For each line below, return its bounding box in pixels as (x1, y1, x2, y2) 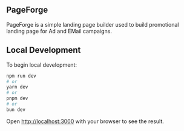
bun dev (6, 106, 26, 113)
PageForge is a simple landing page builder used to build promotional (6, 21, 179, 28)
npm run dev (6, 73, 36, 79)
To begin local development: (6, 61, 77, 69)
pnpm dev (6, 95, 28, 102)
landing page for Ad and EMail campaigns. (6, 27, 112, 35)
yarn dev (6, 84, 28, 90)
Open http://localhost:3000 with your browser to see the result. (6, 118, 165, 125)
